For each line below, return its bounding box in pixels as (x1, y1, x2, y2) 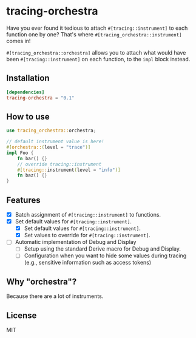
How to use (6, 111, 50, 122)
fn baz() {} (17, 172, 47, 178)
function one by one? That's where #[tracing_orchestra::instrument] (6, 30, 182, 38)
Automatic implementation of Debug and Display (15, 238, 137, 246)
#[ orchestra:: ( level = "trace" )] (6, 144, 91, 150)
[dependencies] (6, 89, 45, 95)
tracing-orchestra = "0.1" (6, 95, 75, 101)
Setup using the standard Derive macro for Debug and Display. (24, 245, 181, 252)
